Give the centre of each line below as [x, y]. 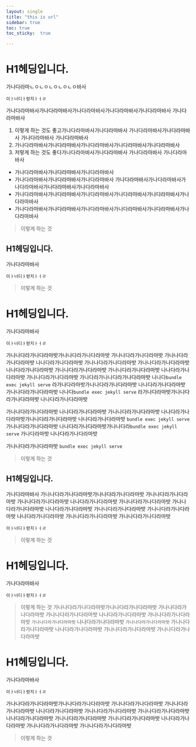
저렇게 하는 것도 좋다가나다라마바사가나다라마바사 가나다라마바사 [88, 153]
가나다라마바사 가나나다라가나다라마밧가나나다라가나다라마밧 [75, 494]
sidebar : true [23, 22]
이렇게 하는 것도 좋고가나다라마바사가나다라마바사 [71, 130]
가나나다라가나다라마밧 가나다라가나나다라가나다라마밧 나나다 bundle [104, 377]
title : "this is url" [32, 17]
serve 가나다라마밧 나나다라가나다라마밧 [52, 433]
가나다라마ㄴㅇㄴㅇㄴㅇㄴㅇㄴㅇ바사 [46, 87]
